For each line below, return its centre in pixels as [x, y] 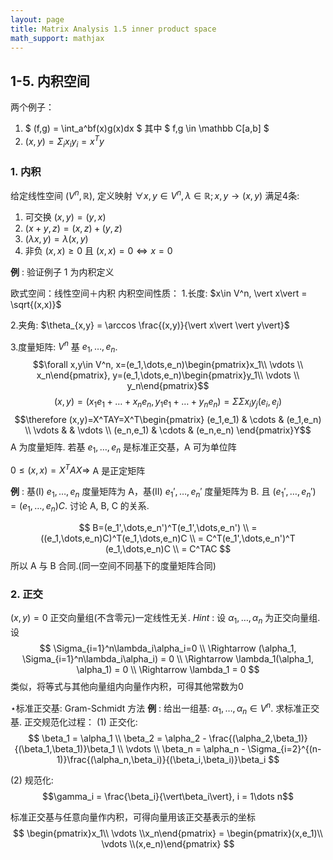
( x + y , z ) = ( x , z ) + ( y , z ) [73, 228]
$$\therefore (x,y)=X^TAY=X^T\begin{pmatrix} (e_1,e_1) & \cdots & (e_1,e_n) [168, 419]
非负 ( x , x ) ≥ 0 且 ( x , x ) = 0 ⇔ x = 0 [98, 250]
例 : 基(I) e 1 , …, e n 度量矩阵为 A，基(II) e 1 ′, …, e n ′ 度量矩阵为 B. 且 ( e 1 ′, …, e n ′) [163, 493]
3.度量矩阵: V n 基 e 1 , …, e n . [64, 347]
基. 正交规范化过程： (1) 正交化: [74, 722]
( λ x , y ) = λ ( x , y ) [56, 238]
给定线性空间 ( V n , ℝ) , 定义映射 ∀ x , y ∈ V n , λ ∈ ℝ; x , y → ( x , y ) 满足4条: [155, 194]
